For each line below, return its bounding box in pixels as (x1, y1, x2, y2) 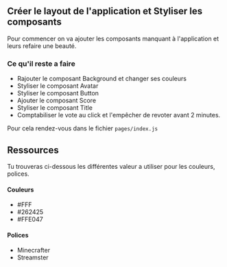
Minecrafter (16, 246, 50, 255)
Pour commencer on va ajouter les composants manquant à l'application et (7, 34, 219, 43)
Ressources (7, 144, 60, 156)
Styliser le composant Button (16, 89, 99, 97)
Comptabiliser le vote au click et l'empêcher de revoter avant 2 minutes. (16, 111, 221, 119)
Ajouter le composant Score (16, 96, 97, 105)
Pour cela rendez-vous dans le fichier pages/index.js (7, 124, 158, 132)
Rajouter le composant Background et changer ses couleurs (16, 75, 187, 83)
